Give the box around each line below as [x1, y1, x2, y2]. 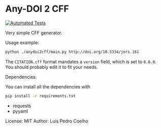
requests [12, 103, 31, 109]
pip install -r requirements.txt [5, 93, 76, 99]
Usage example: [5, 39, 39, 46]
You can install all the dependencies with [5, 83, 91, 89]
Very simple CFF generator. [5, 29, 62, 36]
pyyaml [12, 108, 28, 114]
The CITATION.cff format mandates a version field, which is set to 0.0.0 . [5, 58, 156, 65]
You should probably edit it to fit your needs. [5, 64, 98, 70]
